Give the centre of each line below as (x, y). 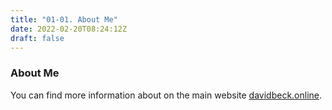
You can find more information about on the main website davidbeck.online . (166, 95)
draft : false (37, 38)
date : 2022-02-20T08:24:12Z (69, 29)
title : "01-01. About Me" (64, 19)
